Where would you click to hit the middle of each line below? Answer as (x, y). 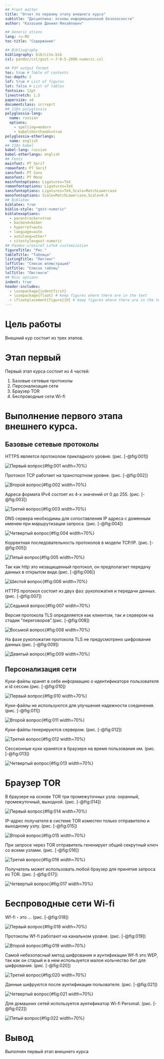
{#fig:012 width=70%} (63, 739)
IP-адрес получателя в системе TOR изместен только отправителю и (77, 821)
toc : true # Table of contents (37, 72)
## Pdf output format (27, 68)
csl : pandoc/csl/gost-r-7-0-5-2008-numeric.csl (54, 59)
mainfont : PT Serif (25, 164)
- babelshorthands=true (38, 132)
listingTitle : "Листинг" (30, 259)
